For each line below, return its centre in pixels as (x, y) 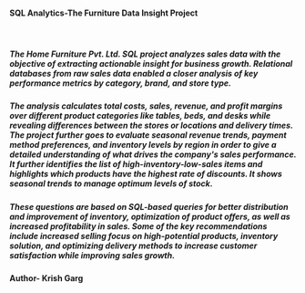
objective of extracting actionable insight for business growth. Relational (151, 63)
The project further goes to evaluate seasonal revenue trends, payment (148, 135)
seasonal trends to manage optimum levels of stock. (112, 183)
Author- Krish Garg (46, 277)
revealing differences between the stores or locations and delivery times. (151, 126)
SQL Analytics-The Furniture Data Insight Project (104, 13)
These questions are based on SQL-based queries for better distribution (149, 206)
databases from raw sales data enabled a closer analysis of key (134, 73)
